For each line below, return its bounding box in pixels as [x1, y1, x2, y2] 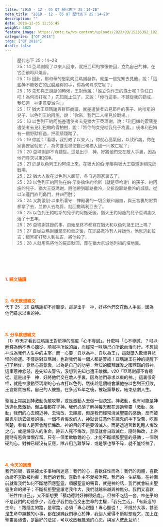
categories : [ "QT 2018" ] [5, 35, 55, 39]
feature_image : [5, 30, 36, 35]
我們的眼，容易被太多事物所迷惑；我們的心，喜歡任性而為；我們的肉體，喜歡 [5, 468, 158, 474]
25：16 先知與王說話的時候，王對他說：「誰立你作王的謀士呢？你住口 [16, 88, 153, 94]
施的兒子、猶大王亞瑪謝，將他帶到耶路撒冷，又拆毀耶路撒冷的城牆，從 [16, 185, 158, 191]
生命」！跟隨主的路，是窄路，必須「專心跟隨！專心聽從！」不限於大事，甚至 [5, 505, 158, 510]
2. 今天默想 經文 [5, 298, 36, 303]
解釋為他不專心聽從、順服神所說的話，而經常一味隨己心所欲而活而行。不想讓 [5, 344, 158, 350]
